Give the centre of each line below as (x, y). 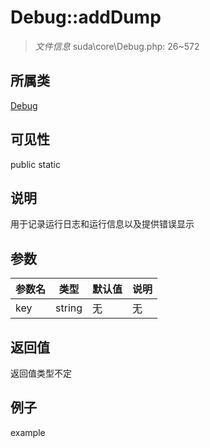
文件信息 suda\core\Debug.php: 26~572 (117, 46)
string (69, 308)
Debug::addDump (86, 17)
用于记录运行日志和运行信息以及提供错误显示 (102, 224)
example (28, 432)
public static (36, 164)
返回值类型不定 (41, 373)
